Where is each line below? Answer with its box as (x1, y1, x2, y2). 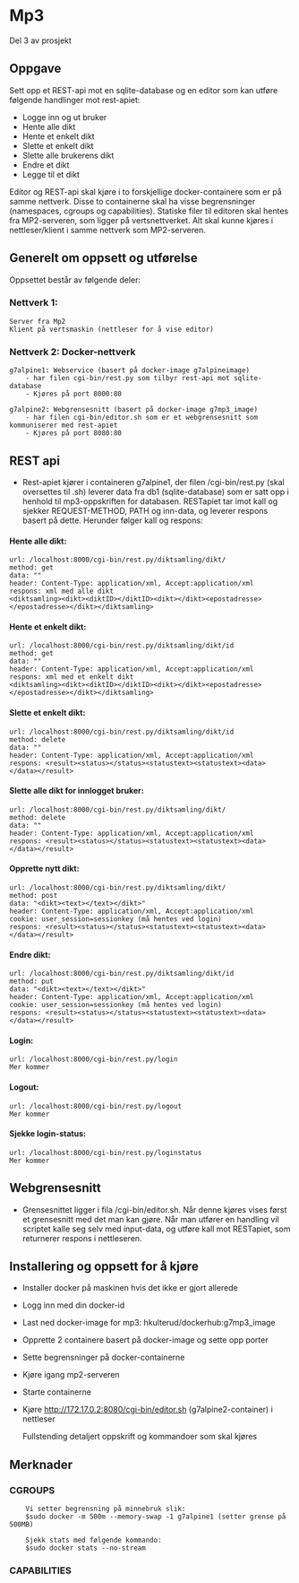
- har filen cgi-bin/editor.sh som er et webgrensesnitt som (25, 413, 258, 422)
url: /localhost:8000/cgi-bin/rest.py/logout (9, 1101, 182, 1110)
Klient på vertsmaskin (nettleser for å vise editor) (9, 325, 215, 334)
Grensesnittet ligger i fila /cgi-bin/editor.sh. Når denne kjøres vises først (21, 1204, 287, 1215)
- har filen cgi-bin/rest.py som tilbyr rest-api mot (25, 374, 230, 383)
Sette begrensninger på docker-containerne (21, 1352, 185, 1363)
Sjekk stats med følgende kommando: (25, 1535, 163, 1545)
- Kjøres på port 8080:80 (25, 429, 123, 438)
